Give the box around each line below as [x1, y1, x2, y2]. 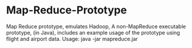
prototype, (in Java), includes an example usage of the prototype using [6, 29, 180, 36]
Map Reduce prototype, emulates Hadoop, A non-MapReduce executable [6, 23, 186, 30]
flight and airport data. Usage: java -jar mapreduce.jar [6, 35, 139, 42]
